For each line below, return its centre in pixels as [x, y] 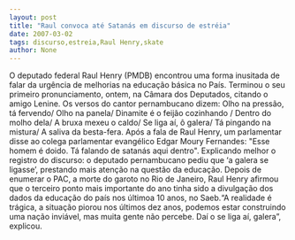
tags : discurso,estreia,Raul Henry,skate [87, 42]
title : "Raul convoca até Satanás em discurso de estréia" [120, 26]
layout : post [33, 17]
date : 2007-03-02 [41, 34]
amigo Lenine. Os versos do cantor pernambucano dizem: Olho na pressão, [147, 104]
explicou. [26, 226]
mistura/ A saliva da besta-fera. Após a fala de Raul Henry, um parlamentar [146, 132]
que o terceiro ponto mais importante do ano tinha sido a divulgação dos [141, 189]
